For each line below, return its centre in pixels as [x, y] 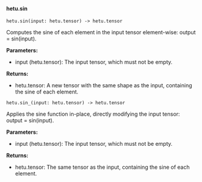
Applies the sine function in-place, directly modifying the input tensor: [93, 114]
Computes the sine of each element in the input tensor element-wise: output [101, 33]
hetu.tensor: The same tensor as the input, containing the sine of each [102, 167]
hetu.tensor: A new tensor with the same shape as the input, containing [103, 86]
